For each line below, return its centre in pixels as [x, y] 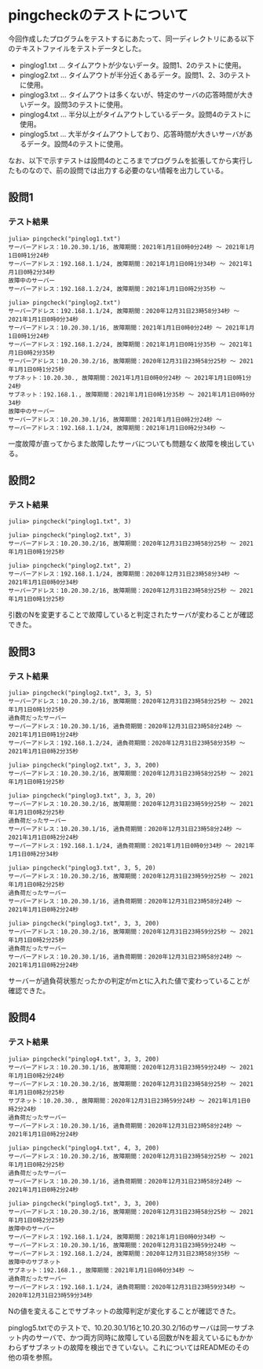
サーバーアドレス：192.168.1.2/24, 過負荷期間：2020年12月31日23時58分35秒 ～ [127, 743]
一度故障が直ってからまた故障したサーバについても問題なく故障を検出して [128, 443]
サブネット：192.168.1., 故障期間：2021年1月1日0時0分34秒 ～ [101, 1270]
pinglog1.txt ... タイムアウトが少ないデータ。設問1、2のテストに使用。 [132, 65]
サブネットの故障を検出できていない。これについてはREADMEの [132, 1347]
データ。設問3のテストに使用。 [77, 104]
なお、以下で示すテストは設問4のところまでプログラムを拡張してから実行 [127, 160]
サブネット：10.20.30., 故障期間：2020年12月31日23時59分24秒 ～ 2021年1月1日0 [130, 1101]
